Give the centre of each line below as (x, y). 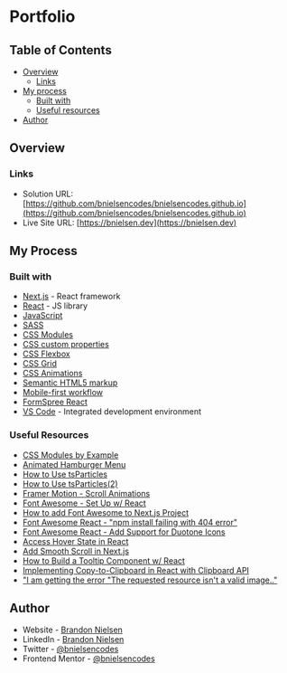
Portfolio (42, 17)
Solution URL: (48, 194)
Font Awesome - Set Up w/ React (84, 503)
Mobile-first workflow (63, 393)
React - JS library (55, 306)
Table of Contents (61, 50)
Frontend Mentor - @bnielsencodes (88, 659)
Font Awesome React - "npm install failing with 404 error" (130, 522)
